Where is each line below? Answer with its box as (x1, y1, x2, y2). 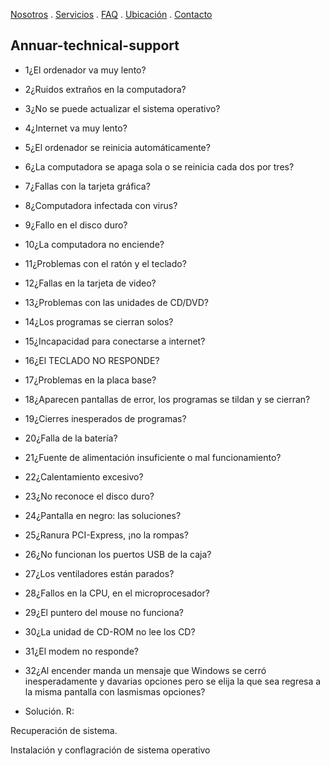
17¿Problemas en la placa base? (24, 374, 157, 386)
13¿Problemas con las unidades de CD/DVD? (24, 296, 209, 308)
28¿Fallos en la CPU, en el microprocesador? (24, 587, 210, 599)
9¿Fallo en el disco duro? (24, 219, 128, 231)
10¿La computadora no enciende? (24, 238, 165, 250)
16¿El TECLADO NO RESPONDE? (24, 354, 160, 366)
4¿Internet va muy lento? (24, 122, 128, 134)
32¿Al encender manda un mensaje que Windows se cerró (24, 664, 267, 676)
